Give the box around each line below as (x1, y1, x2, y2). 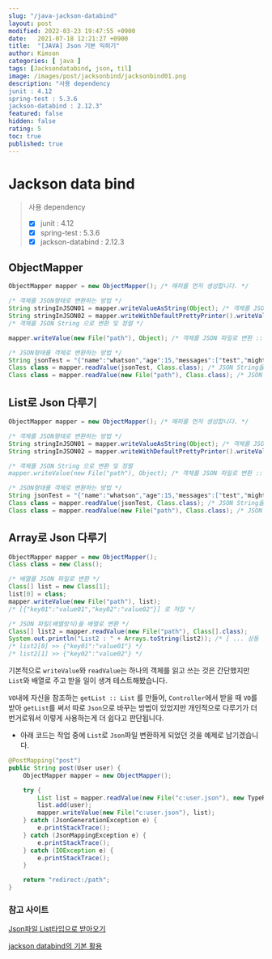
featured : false (8, 110, 63, 118)
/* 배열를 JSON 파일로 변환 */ (8, 575, 100, 583)
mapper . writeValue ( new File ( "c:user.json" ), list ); (37, 808, 216, 817)
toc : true (8, 132, 42, 140)
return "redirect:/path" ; (23, 876, 111, 885)
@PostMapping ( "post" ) (8, 757, 82, 765)
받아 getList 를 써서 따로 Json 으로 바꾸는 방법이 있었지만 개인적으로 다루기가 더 (8, 703, 257, 713)
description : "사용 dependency (8, 79, 111, 87)
